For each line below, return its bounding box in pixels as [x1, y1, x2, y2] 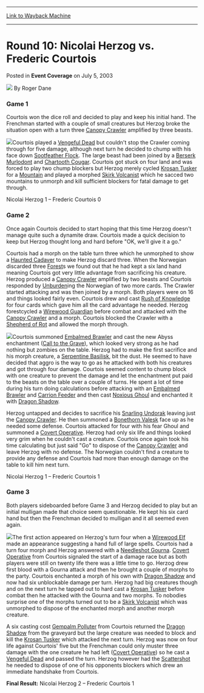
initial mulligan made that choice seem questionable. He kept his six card [6, 508, 188, 515]
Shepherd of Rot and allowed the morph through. [6, 320, 129, 328]
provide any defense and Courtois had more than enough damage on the [6, 454, 189, 462]
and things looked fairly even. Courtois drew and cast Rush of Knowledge [6, 295, 191, 302]
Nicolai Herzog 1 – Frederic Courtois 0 [6, 196, 101, 203]
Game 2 [6, 211, 30, 219]
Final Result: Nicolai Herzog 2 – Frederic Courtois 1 [6, 680, 135, 687]
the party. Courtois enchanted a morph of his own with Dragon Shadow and [6, 572, 196, 579]
